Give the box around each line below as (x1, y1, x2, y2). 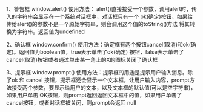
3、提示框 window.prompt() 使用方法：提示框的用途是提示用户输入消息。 (6, 69, 188, 76)
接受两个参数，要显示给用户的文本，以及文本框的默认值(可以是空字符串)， (11, 84, 196, 91)
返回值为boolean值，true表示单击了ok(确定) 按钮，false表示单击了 (19, 48, 184, 56)
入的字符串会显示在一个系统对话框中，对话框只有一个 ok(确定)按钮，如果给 (6, 13, 193, 20)
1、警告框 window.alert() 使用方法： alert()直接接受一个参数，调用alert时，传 (6, 5, 197, 12)
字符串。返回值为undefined (16, 28, 85, 35)
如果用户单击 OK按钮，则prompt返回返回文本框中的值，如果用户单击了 (6, 91, 182, 99)
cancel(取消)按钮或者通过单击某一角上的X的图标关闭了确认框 (6, 56, 158, 63)
